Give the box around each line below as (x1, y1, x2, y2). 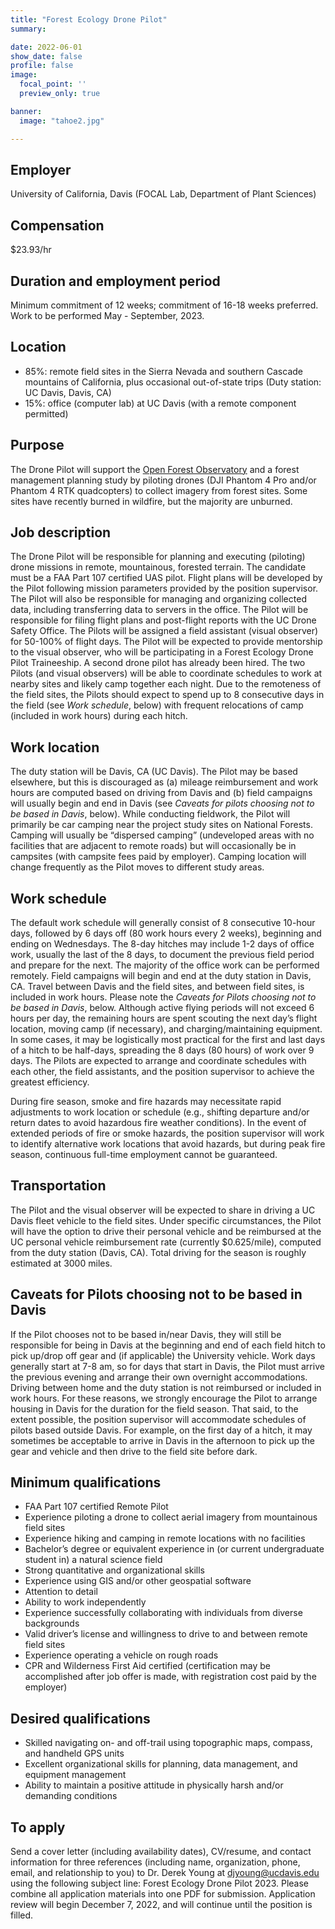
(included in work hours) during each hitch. (10, 710, 188, 722)
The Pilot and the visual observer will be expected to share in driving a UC (10, 1204, 316, 1216)
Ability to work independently (24, 1596, 147, 1608)
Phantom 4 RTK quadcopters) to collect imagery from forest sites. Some (10, 484, 308, 496)
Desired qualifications (10, 1710, 151, 1727)
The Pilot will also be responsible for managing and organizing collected (10, 593, 307, 605)
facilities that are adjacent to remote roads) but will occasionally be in (10, 840, 297, 852)
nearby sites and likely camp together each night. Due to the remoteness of (10, 678, 322, 690)
